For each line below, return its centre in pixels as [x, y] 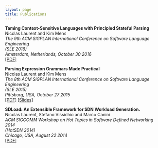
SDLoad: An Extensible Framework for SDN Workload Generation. [73, 109]
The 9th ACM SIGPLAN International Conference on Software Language [77, 38]
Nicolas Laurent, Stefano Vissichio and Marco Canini [58, 114]
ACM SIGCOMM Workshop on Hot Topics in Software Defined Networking [79, 120]
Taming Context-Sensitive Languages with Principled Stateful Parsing [77, 28]
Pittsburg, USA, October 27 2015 [38, 95]
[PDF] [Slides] [19, 100]
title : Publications [26, 14]
